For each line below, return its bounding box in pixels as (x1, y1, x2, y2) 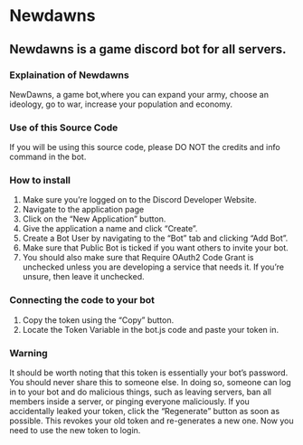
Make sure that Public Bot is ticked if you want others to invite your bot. (22, 242, 289, 253)
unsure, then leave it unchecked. (22, 271, 145, 282)
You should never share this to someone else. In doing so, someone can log (9, 377, 291, 388)
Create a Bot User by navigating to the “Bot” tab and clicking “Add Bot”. (22, 232, 289, 244)
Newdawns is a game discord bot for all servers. (9, 42, 287, 57)
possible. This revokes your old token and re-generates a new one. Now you (9, 415, 294, 426)
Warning (9, 346, 48, 359)
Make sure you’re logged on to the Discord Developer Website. (22, 194, 258, 205)
